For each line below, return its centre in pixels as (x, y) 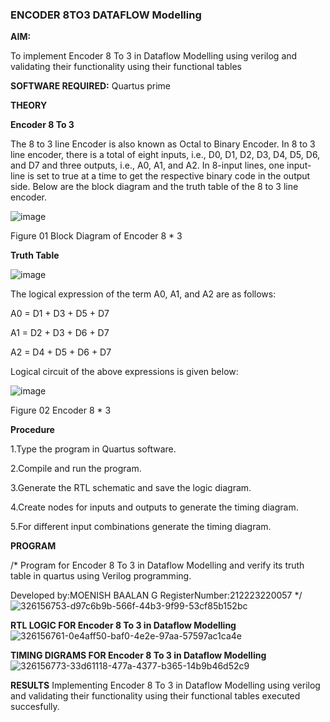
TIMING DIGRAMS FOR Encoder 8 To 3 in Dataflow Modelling (138, 655)
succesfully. (35, 707)
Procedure (32, 430)
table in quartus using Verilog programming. (101, 576)
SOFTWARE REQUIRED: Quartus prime (91, 86)
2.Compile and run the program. (76, 469)
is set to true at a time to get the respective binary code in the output (169, 176)
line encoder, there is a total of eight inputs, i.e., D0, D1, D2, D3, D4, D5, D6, (165, 155)
